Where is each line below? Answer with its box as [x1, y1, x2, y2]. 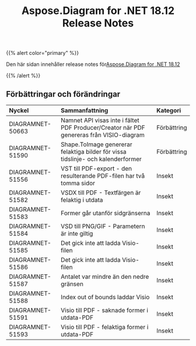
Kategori [156, 106, 181, 115]
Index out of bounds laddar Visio [61, 293, 150, 301]
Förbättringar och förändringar [6, 89, 121, 99]
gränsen [61, 280, 83, 288]
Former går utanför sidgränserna [61, 209, 150, 217]
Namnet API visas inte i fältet [61, 116, 139, 124]
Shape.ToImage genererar [61, 140, 132, 148]
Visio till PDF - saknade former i [61, 306, 149, 314]
